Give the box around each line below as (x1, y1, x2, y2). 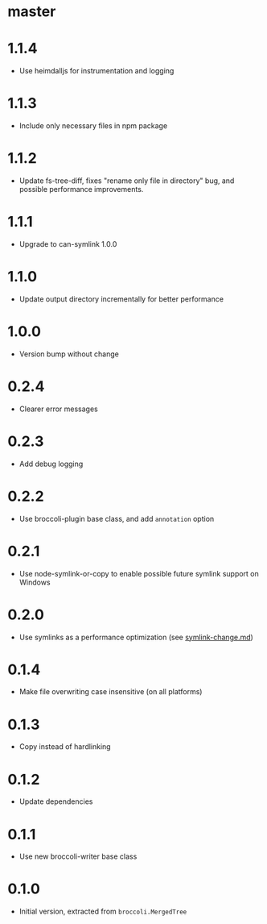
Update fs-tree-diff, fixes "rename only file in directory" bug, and (18, 176, 235, 185)
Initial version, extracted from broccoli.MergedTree (18, 906, 187, 917)
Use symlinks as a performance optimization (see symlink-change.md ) (18, 632, 254, 642)
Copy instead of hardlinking (18, 742, 111, 751)
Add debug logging (18, 459, 84, 468)
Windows (18, 577, 51, 587)
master (7, 2, 56, 21)
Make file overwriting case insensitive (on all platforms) (18, 687, 203, 697)
